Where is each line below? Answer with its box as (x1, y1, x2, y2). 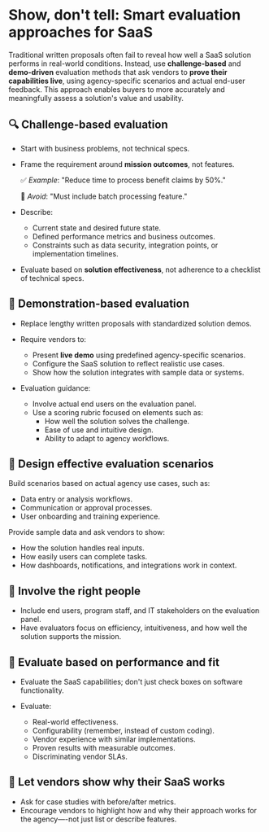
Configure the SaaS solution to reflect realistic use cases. (32, 358, 225, 368)
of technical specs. (20, 273, 85, 282)
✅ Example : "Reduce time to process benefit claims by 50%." (20, 175, 226, 185)
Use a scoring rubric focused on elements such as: (32, 407, 203, 417)
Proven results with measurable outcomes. (32, 743, 176, 752)
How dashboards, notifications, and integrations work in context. (20, 560, 237, 571)
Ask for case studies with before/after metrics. (20, 796, 176, 807)
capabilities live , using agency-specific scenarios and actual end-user (8, 76, 245, 85)
